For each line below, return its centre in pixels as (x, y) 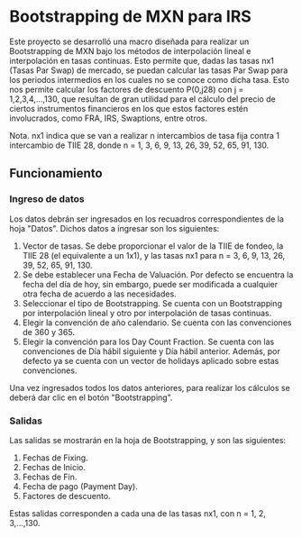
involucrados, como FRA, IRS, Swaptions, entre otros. (109, 118)
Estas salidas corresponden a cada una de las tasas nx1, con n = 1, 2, (137, 513)
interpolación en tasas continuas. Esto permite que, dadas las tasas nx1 (142, 60)
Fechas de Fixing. (55, 458)
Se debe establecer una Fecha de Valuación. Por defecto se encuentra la (158, 274)
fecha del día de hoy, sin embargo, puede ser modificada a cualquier (150, 284)
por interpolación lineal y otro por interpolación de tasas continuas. (147, 313)
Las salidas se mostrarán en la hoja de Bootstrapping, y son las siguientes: (148, 440)
